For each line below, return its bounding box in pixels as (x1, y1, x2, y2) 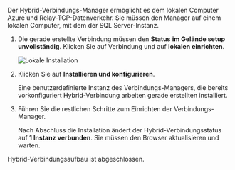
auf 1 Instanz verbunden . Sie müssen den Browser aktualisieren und (17, 134, 219, 142)
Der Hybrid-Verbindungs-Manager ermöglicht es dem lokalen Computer (7, 6, 219, 14)
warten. (17, 141, 41, 149)
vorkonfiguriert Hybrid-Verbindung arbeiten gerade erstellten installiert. (17, 91, 228, 99)
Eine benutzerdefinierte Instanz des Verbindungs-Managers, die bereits (17, 84, 229, 91)
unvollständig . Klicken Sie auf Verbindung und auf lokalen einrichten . (17, 42, 225, 50)
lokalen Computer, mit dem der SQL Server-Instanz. (7, 21, 159, 29)
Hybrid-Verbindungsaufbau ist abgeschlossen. (7, 155, 145, 163)
